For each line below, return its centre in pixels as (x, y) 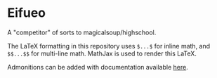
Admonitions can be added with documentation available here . (98, 67)
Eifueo (27, 13)
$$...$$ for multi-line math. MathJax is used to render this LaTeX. (102, 53)
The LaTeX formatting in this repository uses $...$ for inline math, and (109, 46)
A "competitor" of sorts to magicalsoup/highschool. (82, 32)
